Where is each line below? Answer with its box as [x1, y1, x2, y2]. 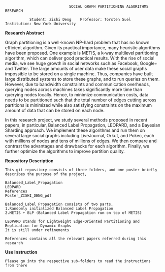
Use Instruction [5, 249, 38, 255]
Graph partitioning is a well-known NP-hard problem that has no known [5, 39, 150, 45]
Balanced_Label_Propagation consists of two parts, [5, 202, 113, 207]
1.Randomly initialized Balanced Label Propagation [5, 206, 113, 211]
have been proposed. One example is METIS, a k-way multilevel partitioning [5, 50, 159, 56]
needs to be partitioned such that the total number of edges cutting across [5, 97, 157, 103]
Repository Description [5, 158, 54, 164]
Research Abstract [5, 30, 44, 36]
